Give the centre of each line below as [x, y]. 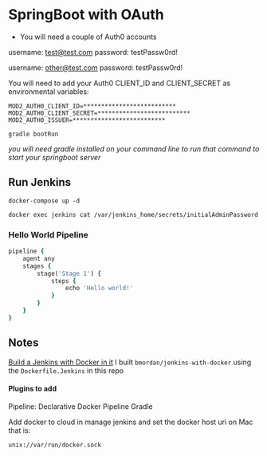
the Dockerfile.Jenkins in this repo [66, 370]
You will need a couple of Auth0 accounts [88, 37]
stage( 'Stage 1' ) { [69, 273]
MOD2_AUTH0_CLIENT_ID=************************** [92, 106]
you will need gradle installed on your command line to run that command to [134, 148]
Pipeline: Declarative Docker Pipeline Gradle [80, 406]
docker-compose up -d [44, 201]
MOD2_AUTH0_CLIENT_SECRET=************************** [100, 113]
